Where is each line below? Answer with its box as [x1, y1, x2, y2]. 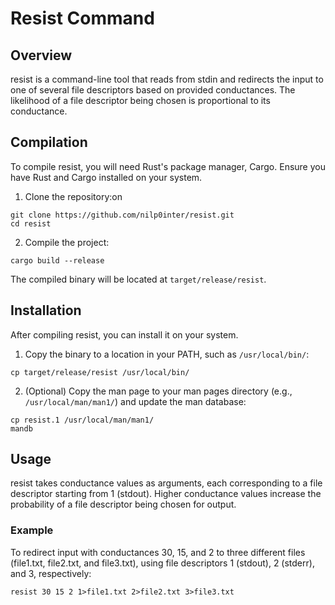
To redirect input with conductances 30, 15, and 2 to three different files [10, 546, 306, 558]
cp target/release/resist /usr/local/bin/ [10, 367, 190, 377]
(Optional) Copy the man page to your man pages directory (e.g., [24, 385, 293, 397]
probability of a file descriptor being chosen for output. [10, 498, 237, 511]
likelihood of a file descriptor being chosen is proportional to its [10, 95, 271, 106]
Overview [10, 47, 73, 64]
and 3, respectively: [10, 567, 92, 579]
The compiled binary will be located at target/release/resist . [10, 273, 267, 285]
